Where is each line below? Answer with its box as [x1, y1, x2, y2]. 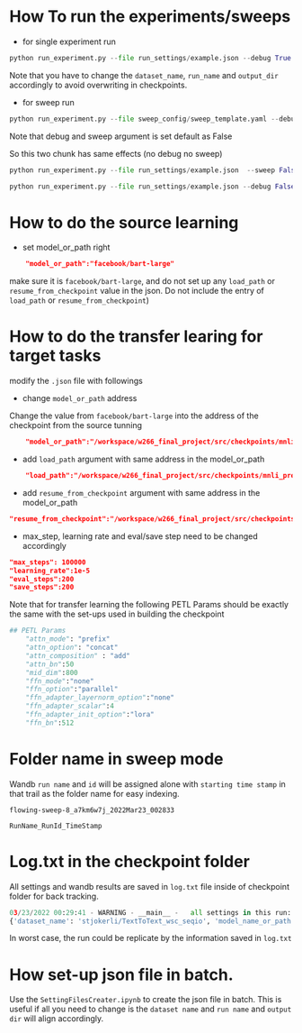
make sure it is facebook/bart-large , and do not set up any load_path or [9, 276, 276, 287]
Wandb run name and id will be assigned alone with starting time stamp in [9, 778, 286, 790]
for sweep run [22, 96, 75, 107]
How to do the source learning [9, 212, 239, 233]
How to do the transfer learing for [9, 326, 263, 347]
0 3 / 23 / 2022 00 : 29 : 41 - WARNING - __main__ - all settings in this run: [9, 908, 292, 917]
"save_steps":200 [9, 583, 75, 592]
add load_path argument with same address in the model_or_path [22, 453, 265, 465]
